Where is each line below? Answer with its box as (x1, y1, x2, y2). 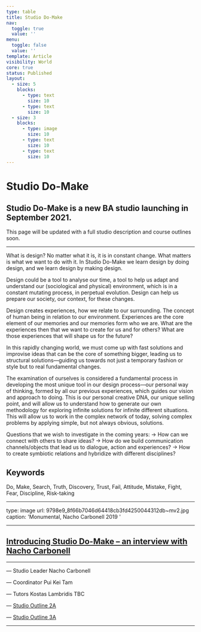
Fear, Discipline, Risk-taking (6, 489, 75, 497)
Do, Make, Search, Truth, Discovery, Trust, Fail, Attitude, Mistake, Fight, (6, 483, 182, 491)
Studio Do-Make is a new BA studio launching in (6, 203, 188, 213)
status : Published (6, 70, 52, 76)
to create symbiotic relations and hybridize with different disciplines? (6, 450, 176, 457)
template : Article (6, 53, 52, 59)
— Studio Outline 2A (6, 602, 56, 609)
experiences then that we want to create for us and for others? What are (6, 326, 184, 333)
